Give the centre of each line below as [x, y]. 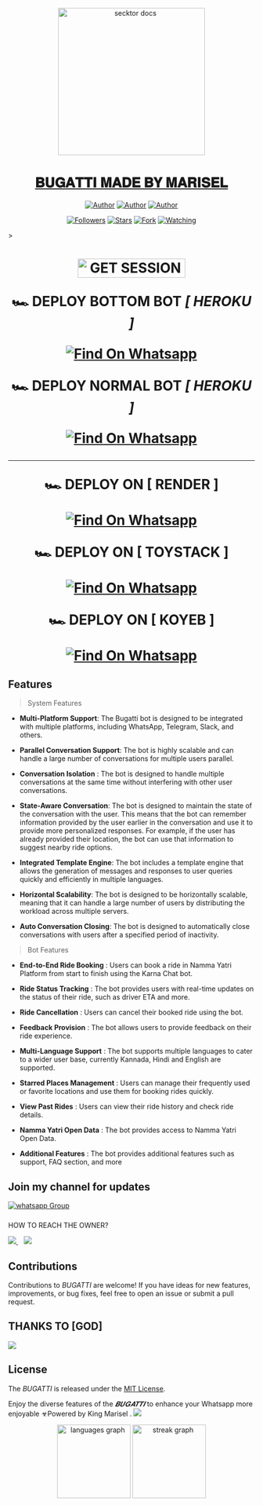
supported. [37, 1068]
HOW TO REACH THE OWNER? [58, 1226]
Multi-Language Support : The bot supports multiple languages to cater [136, 1051]
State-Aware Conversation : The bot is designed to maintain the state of [136, 806]
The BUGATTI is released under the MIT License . [87, 1388]
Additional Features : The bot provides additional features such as [127, 1153]
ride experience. [46, 1036]
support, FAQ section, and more [71, 1162]
